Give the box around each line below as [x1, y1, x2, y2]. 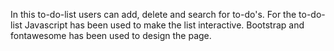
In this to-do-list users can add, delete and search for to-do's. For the [10, 9, 297, 20]
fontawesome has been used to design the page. [10, 30, 212, 41]
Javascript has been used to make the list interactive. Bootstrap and [24, 19, 305, 31]
